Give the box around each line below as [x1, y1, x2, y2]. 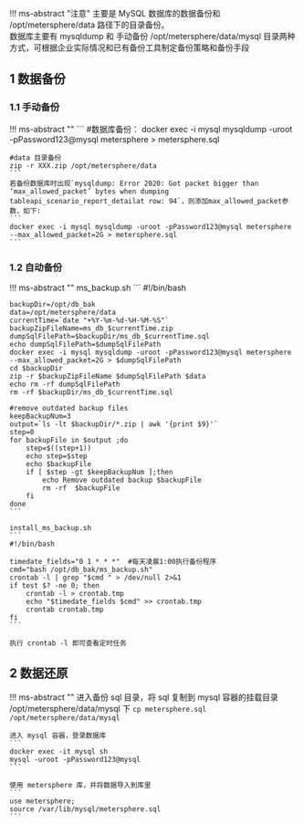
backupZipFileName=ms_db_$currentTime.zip [9, 323, 173, 333]
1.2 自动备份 [9, 261, 63, 274]
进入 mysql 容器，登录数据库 [9, 731, 107, 740]
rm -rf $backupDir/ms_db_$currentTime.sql [9, 387, 173, 397]
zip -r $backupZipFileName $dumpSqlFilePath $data [9, 371, 206, 381]
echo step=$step [26, 451, 89, 461]
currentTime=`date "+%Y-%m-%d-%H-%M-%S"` [9, 316, 170, 325]
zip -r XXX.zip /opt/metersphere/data [9, 161, 157, 171]
